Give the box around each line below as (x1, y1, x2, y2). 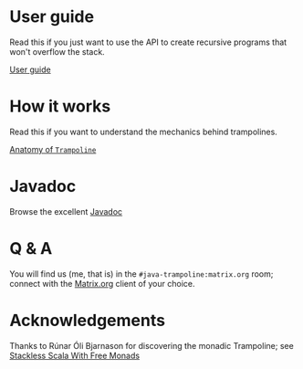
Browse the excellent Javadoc (9, 206, 123, 216)
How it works (9, 96, 111, 117)
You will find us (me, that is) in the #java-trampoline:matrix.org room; (9, 268, 274, 279)
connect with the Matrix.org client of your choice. (9, 278, 195, 289)
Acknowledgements (9, 310, 166, 331)
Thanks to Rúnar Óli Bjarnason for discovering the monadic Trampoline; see (9, 340, 294, 351)
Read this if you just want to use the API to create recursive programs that (9, 37, 287, 47)
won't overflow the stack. (9, 46, 105, 57)
